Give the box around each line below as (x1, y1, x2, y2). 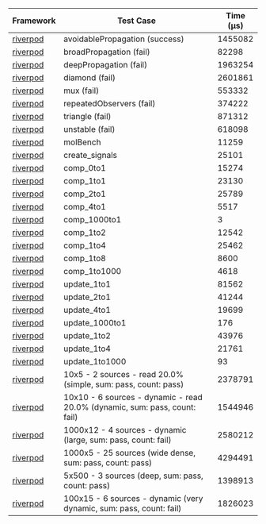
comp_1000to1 (63, 214, 122, 225)
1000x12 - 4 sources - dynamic (63, 425, 187, 435)
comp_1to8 (63, 253, 107, 264)
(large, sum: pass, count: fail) (63, 434, 172, 445)
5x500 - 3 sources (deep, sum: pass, (63, 470, 203, 481)
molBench (63, 137, 101, 148)
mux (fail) (63, 85, 100, 96)
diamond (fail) (63, 72, 116, 83)
